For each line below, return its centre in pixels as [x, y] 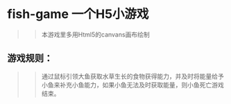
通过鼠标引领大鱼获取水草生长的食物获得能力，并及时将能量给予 [132, 76]
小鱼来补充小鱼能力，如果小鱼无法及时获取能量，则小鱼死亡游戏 [132, 85]
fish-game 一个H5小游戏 [78, 14]
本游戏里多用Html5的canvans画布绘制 [96, 34]
